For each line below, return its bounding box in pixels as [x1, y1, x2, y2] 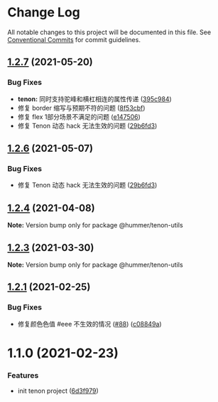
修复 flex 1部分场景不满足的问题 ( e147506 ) [17, 112, 141, 121]
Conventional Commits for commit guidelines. [7, 35, 141, 43]
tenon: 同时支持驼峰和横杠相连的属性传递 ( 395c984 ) [17, 94, 172, 103]
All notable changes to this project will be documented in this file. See [7, 28, 212, 36]
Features [7, 370, 39, 380]
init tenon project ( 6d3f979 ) [17, 386, 99, 396]
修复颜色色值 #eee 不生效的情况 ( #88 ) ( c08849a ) [17, 319, 162, 328]
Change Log [7, 4, 80, 21]
